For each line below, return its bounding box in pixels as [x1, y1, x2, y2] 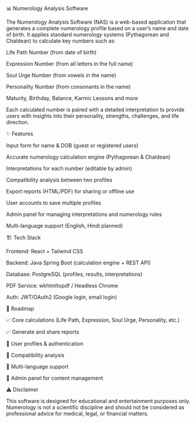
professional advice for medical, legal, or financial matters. [6, 410, 149, 417]
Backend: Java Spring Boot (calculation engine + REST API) [6, 259, 151, 266]
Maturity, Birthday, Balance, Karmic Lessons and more [6, 95, 138, 102]
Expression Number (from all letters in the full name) [6, 60, 133, 67]
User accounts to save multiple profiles [6, 199, 102, 206]
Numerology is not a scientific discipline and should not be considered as [6, 404, 185, 411]
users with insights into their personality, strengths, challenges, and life [6, 112, 179, 120]
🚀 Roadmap [6, 305, 34, 312]
